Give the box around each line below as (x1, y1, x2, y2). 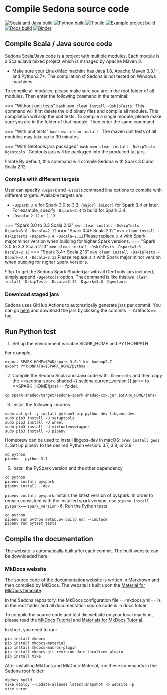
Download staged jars (5, 291, 59, 298)
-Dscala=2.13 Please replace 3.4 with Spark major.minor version (29, 254, 161, 260)
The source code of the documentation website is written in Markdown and (5, 577, 159, 583)
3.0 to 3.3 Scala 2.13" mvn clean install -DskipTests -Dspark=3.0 (5, 244, 141, 250)
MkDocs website (5, 565, 47, 572)
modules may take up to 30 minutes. (5, 133, 80, 140)
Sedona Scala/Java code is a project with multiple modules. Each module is (5, 53, 160, 59)
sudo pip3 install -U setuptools (5, 416, 75, 421)
